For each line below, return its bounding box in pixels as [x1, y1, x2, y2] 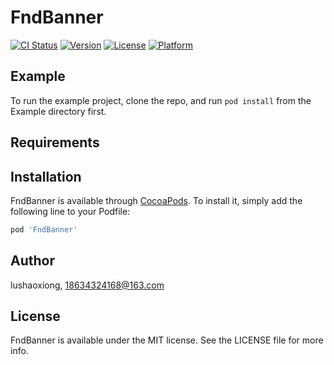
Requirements [10, 134, 100, 151]
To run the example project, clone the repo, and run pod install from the [10, 94, 312, 106]
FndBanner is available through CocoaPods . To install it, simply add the [10, 194, 303, 206]
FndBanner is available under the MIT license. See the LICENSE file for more [10, 334, 324, 346]
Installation [10, 168, 82, 185]
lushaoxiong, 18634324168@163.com [10, 279, 165, 291]
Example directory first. [10, 105, 107, 117]
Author [10, 252, 55, 270]
